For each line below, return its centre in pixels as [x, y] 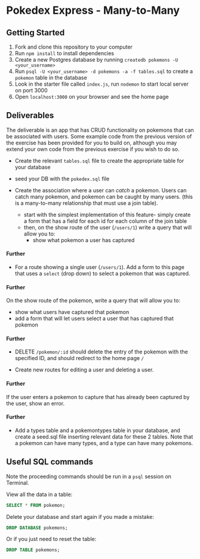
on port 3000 [31, 90]
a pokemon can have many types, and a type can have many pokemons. [104, 443]
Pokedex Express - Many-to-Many [93, 10]
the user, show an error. [35, 403]
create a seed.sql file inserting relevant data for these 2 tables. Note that [104, 436]
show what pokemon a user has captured [84, 240]
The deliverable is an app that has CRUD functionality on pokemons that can [100, 130]
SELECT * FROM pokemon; [36, 505]
